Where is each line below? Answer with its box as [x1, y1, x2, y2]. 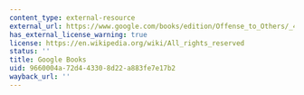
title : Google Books [9, 55, 88, 64]
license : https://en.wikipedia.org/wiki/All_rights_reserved [9, 38, 245, 48]
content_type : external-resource [9, 13, 136, 23]
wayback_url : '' [9, 72, 71, 81]
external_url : [9, 22, 63, 31]
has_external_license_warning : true [9, 30, 147, 39]
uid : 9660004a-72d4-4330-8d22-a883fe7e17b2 [9, 64, 176, 73]
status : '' [9, 47, 51, 56]
